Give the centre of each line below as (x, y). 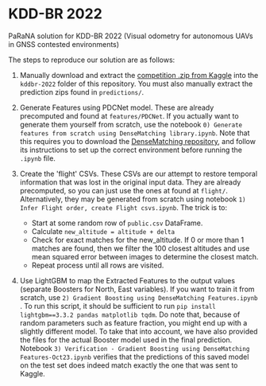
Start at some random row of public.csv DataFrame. (117, 223)
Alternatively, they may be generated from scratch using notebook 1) (133, 199)
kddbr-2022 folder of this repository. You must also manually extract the (136, 84)
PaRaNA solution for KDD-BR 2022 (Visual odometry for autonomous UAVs (131, 36)
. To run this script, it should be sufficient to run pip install (118, 306)
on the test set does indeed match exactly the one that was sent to (129, 365)
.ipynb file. (37, 158)
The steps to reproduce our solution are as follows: (92, 60)
